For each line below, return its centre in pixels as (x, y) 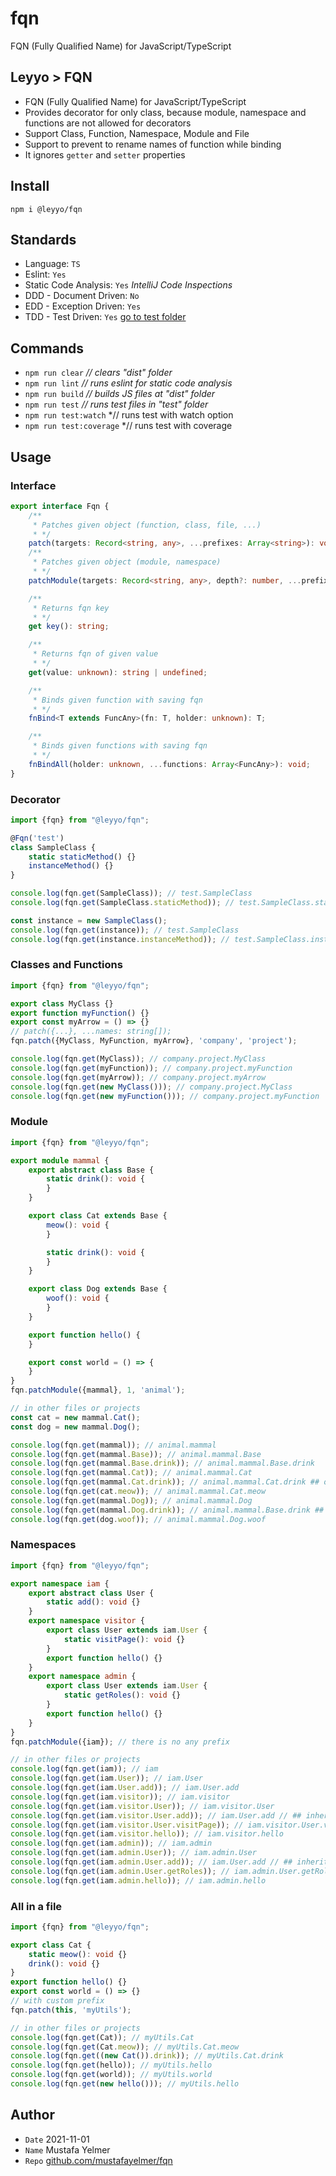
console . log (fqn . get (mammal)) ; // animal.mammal (113, 1445)
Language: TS (52, 264)
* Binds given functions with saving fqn (120, 746)
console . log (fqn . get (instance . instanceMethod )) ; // (120, 939)
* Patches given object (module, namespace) (127, 562)
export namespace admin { (82, 1677)
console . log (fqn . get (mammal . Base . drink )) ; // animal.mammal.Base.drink (162, 1463)
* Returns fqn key (71, 608)
